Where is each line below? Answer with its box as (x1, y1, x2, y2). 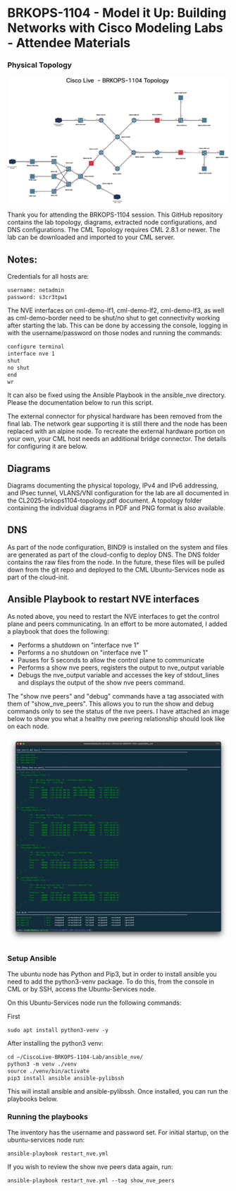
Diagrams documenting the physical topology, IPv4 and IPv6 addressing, (7, 481, 218, 490)
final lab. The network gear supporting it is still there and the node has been (7, 420, 228, 428)
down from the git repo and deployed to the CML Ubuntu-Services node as (7, 565, 225, 574)
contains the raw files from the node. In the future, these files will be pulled (7, 557, 225, 566)
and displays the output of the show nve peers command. (17, 678, 185, 687)
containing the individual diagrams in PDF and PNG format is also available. (7, 504, 225, 512)
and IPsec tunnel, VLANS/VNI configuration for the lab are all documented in (7, 489, 229, 497)
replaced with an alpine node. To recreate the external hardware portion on (7, 427, 225, 435)
